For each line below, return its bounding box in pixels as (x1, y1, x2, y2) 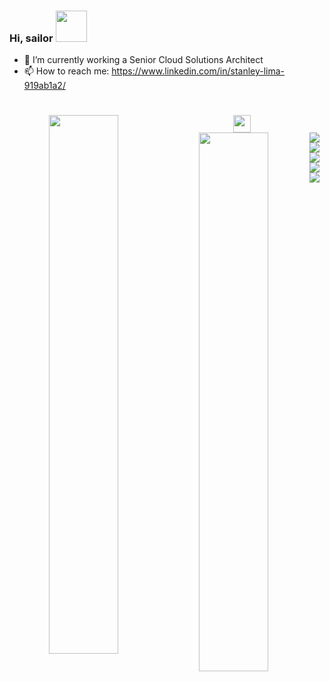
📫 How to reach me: (23, 65, 110, 77)
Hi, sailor (9, 31, 54, 45)
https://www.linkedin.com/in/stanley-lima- (111, 65, 286, 77)
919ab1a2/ (23, 80, 66, 92)
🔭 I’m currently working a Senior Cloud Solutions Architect (23, 54, 264, 66)
